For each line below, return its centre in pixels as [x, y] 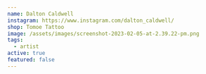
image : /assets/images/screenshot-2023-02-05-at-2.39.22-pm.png [103, 33]
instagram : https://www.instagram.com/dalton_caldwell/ [91, 20]
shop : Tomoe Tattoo [36, 27]
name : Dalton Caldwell [40, 14]
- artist [26, 47]
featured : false [31, 60]
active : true [26, 54]
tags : [15, 40]
